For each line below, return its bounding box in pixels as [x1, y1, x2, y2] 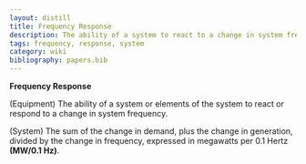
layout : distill [9, 13, 71, 23]
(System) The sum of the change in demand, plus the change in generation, [9, 126, 293, 137]
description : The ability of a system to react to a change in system [9, 30, 283, 39]
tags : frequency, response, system [9, 38, 145, 48]
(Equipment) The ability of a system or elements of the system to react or [9, 98, 284, 109]
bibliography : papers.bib [9, 56, 107, 65]
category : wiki [9, 47, 67, 56]
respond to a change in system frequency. [9, 108, 168, 118]
